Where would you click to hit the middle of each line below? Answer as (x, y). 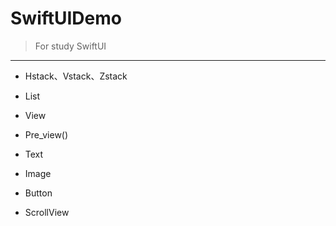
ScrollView (47, 212)
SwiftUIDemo (66, 18)
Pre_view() (46, 134)
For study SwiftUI (70, 46)
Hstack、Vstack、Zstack (76, 76)
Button (38, 193)
